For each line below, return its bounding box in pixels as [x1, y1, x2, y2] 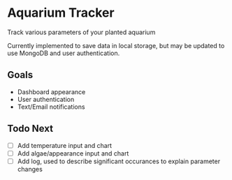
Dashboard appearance [17, 87, 86, 96]
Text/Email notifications [17, 103, 85, 111]
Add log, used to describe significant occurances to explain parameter [17, 157, 221, 165]
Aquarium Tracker [7, 5, 115, 21]
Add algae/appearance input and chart [17, 149, 129, 158]
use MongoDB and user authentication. [7, 49, 120, 57]
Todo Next [7, 123, 54, 135]
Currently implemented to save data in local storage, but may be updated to [7, 41, 225, 50]
